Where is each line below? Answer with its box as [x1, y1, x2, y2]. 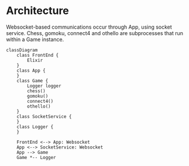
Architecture [6, 4, 69, 18]
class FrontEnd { [16, 52, 59, 58]
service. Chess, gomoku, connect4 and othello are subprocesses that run [6, 29, 183, 36]
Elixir [27, 57, 43, 63]
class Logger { [16, 124, 54, 130]
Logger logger [27, 83, 61, 89]
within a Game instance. [6, 36, 64, 43]
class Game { [16, 78, 49, 84]
